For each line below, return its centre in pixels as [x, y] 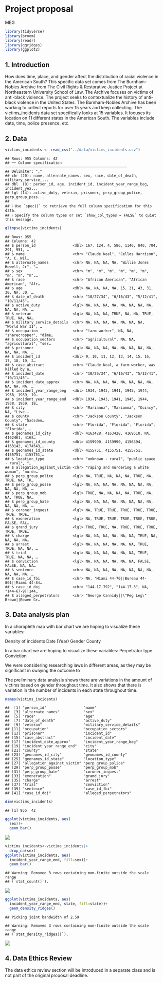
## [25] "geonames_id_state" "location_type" [61, 759]
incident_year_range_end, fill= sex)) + [49, 860]
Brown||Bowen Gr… [23, 600]
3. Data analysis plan [37, 615]
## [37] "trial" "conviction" [57, 785]
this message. [19, 220]
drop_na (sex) [23, 851]
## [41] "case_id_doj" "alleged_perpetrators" [68, 793]
